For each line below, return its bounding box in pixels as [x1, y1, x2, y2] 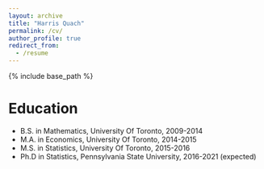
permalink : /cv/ [8, 27, 63, 35]
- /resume [15, 49, 48, 57]
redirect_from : [8, 42, 60, 50]
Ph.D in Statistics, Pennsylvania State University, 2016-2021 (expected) [19, 151, 257, 161]
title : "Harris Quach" [8, 19, 85, 27]
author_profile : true [8, 34, 82, 43]
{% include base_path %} [8, 72, 94, 80]
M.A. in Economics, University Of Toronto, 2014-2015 [19, 134, 197, 144]
